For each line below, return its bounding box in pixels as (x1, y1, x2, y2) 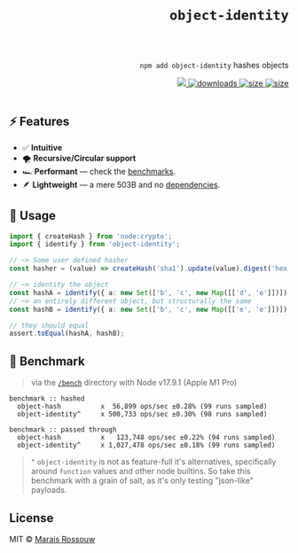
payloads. (30, 485, 67, 495)
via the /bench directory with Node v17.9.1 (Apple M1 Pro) (30, 378, 238, 388)
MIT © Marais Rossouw (9, 534, 96, 544)
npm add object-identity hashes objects (139, 59, 289, 70)
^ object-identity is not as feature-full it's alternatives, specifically (30, 456, 277, 467)
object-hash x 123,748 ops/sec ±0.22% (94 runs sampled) (17, 433, 276, 442)
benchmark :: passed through (9, 425, 117, 434)
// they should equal (9, 321, 90, 330)
